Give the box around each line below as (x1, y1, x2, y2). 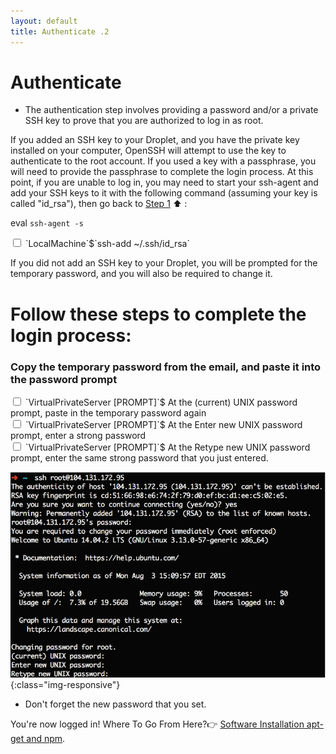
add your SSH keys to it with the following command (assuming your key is (10, 187, 318, 199)
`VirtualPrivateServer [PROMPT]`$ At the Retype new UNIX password (24, 441, 311, 453)
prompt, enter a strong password (10, 429, 147, 441)
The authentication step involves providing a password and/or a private (24, 104, 319, 116)
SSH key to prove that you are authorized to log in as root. (24, 115, 264, 127)
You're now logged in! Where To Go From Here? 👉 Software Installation (10, 718, 305, 730)
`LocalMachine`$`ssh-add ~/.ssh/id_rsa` (24, 238, 190, 250)
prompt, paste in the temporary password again (10, 406, 207, 419)
